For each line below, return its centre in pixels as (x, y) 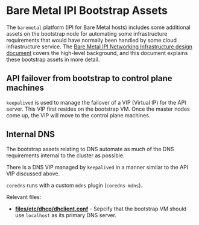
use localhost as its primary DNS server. (65, 215)
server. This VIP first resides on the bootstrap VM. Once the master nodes (98, 109)
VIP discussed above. (33, 174)
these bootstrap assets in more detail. (53, 59)
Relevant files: (24, 197)
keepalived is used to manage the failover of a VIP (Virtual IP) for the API (96, 102)
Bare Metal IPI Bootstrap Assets (87, 11)
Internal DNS (31, 135)
